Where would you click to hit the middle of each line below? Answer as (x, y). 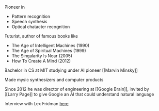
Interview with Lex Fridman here (37, 103)
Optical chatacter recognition (41, 27)
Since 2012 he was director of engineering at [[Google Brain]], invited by (77, 89)
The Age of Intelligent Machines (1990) (50, 45)
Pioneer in (15, 7)
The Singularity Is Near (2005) (42, 56)
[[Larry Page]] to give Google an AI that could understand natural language (79, 94)
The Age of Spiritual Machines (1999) (49, 51)
